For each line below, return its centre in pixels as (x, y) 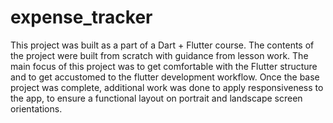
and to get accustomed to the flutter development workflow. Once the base (165, 77)
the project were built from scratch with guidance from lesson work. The (159, 55)
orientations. (36, 108)
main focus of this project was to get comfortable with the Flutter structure (164, 66)
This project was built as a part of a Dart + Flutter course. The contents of (162, 45)
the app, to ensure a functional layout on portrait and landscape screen (156, 98)
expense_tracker (81, 17)
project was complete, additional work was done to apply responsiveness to (167, 87)
